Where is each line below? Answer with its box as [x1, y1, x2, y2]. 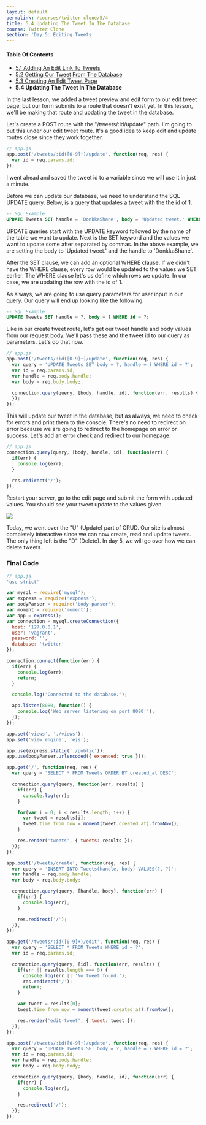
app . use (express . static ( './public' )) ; [6, 747, 105, 754]
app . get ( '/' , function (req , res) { [6, 765, 97, 771]
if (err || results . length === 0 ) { [17, 967, 109, 973]
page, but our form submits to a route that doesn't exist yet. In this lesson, [6, 102, 193, 110]
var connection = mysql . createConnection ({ [6, 618, 120, 624]
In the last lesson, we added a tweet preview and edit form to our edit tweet [6, 96, 197, 103]
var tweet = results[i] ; [22, 815, 86, 822]
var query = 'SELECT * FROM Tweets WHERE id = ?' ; [12, 945, 144, 951]
